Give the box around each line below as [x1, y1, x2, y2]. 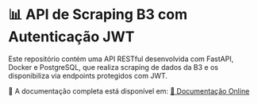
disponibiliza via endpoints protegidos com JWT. [8, 71, 168, 80]
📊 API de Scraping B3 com [8, 6, 188, 24]
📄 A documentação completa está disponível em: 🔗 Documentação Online [8, 86, 250, 95]
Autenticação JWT [8, 28, 135, 46]
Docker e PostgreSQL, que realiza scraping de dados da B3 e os [8, 62, 218, 71]
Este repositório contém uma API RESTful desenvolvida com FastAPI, [8, 54, 234, 64]
